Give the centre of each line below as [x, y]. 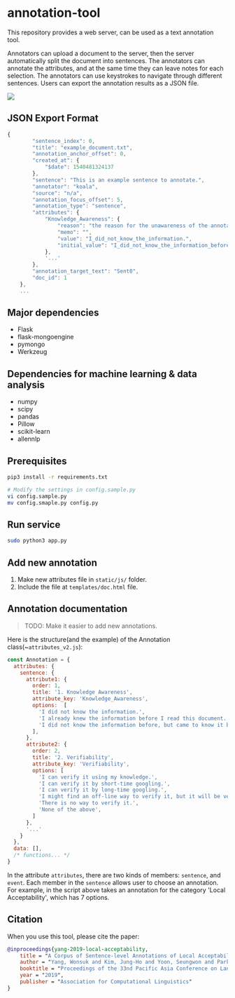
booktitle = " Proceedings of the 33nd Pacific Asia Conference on [119, 969]
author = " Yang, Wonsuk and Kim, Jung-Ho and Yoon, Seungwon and [117, 962]
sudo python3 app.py [37, 541]
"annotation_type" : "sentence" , [80, 206]
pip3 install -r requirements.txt [58, 477]
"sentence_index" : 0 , [64, 141]
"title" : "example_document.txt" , [83, 148]
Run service [34, 525]
